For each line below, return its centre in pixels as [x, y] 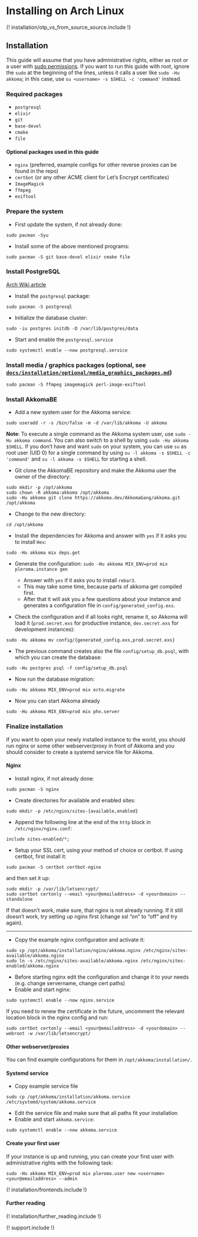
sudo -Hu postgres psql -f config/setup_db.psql [67, 668]
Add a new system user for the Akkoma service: [73, 412]
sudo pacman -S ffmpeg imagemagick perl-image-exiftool [76, 385]
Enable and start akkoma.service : [55, 1120]
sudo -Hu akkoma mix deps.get [43, 553]
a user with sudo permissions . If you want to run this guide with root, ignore [98, 66]
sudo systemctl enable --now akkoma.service [62, 1130]
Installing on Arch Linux [65, 11]
